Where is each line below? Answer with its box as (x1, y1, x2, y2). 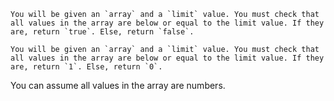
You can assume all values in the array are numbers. (10, 80, 226, 91)
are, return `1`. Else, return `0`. (10, 62, 163, 72)
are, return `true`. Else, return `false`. (10, 27, 195, 37)
